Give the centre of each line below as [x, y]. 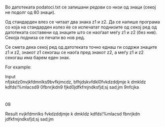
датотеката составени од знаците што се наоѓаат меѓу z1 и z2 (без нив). [81, 32]
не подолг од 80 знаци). [30, 12]
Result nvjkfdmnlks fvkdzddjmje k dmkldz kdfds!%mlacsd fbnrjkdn [73, 114]
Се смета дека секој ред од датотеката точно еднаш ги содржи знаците [81, 47]
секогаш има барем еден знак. [38, 58]
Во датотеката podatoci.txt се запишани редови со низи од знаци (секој [81, 7]
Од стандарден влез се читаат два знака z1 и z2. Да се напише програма [82, 22]
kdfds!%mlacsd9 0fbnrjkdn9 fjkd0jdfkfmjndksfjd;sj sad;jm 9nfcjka [72, 87]
